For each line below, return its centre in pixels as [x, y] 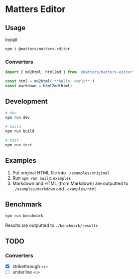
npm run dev [17, 118]
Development [27, 101]
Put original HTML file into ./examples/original [61, 173]
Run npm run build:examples [42, 178]
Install [11, 40]
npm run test [19, 145]
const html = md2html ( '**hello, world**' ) [50, 81]
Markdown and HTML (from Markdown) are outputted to [70, 183]
